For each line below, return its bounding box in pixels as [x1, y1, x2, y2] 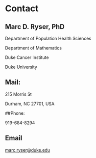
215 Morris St [5, 91, 32, 97]
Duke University [5, 64, 38, 70]
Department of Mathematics [5, 45, 62, 51]
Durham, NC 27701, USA [5, 101, 55, 106]
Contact [5, 3, 39, 14]
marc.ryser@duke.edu [5, 147, 50, 153]
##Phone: [5, 110, 25, 116]
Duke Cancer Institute [5, 54, 49, 60]
